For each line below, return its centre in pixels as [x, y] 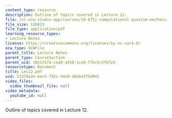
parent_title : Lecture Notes [36, 53]
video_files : [19, 81]
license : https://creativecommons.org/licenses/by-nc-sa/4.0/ [73, 43]
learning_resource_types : [33, 34]
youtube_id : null [28, 96]
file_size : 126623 [25, 24]
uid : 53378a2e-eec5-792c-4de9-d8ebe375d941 [52, 77]
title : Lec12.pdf [24, 72]
